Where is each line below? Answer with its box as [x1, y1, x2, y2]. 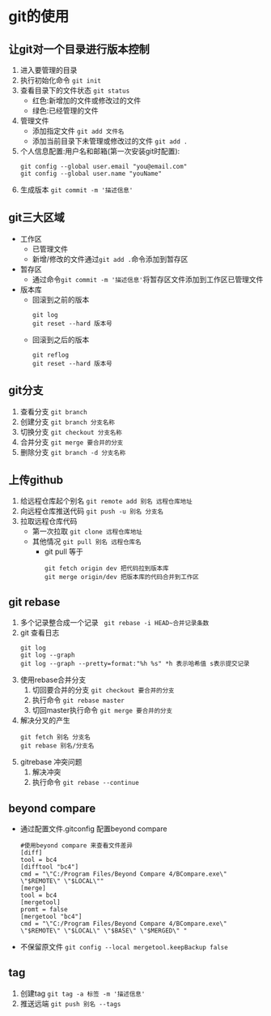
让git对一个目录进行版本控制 [8, 42, 150, 56]
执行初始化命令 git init [19, 75, 102, 85]
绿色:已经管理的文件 [32, 106, 99, 115]
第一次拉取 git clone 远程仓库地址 [32, 526, 143, 536]
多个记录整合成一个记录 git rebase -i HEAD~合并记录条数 [19, 618, 210, 628]
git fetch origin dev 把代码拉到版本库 [44, 564, 169, 572]
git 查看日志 [19, 628, 60, 637]
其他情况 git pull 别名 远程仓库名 [32, 537, 142, 547]
